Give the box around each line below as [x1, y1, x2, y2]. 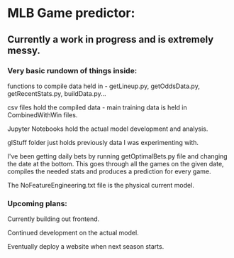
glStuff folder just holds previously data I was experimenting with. [7, 138, 199, 146]
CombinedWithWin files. [7, 110, 78, 119]
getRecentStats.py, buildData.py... [7, 89, 106, 97]
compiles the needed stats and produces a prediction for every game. [7, 167, 211, 176]
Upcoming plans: [7, 198, 67, 208]
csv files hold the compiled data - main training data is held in [7, 103, 188, 112]
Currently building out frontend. [7, 215, 100, 223]
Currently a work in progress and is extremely [7, 33, 214, 45]
